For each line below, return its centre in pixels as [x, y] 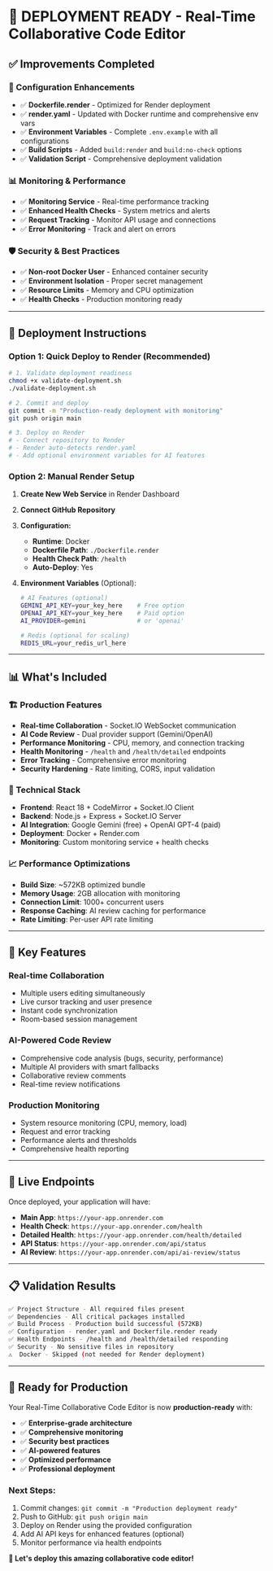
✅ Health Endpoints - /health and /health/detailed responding [119, 1339]
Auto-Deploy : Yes [63, 567]
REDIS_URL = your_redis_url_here [73, 643]
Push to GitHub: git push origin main [84, 1516]
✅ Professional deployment [67, 1468]
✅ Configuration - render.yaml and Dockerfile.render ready [113, 1332]
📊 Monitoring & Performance [67, 181]
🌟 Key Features [48, 953]
